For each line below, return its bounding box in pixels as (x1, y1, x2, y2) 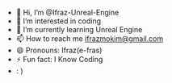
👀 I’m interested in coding (15, 16, 102, 26)
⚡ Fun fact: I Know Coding (15, 55, 103, 64)
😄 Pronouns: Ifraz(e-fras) (15, 45, 103, 55)
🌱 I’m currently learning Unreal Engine (15, 25, 143, 34)
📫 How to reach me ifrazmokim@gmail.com (15, 34, 164, 44)
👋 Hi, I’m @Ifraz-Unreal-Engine (15, 8, 120, 17)
